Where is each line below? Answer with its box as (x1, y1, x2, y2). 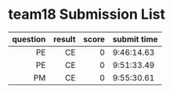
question (12, 34, 46, 45)
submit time (112, 34, 158, 45)
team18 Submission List (8, 5, 166, 23)
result (53, 34, 76, 45)
